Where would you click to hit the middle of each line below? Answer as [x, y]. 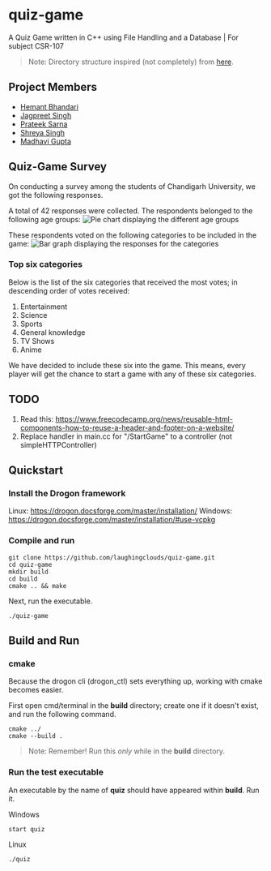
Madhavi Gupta [45, 141]
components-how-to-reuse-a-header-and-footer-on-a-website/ [127, 427]
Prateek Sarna [44, 124]
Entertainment [44, 307]
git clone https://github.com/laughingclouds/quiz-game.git [112, 557]
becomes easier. [36, 690]
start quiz [27, 829]
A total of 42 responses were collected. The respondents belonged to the [131, 210]
